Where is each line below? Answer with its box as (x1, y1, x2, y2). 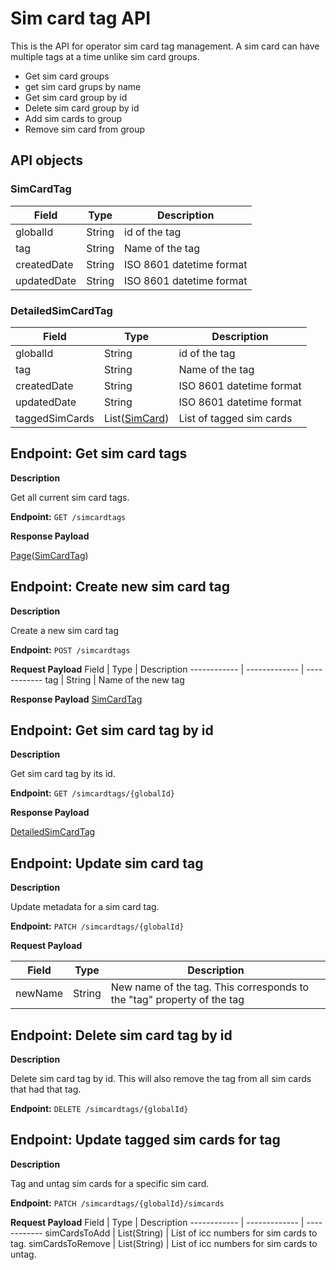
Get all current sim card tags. (10, 491, 130, 503)
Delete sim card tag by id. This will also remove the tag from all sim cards (10, 1072, 312, 1084)
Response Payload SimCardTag (10, 693, 143, 705)
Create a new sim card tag (10, 624, 119, 636)
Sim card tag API (10, 7, 151, 30)
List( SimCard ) (103, 411, 170, 425)
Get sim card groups (24, 70, 110, 82)
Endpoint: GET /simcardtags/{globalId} (10, 787, 176, 799)
